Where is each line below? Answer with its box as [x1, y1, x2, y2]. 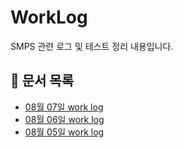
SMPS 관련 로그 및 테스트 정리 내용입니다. [10, 40, 174, 52]
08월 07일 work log [24, 101, 104, 113]
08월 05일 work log [24, 126, 105, 138]
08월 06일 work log [24, 113, 105, 125]
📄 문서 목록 [10, 72, 75, 90]
